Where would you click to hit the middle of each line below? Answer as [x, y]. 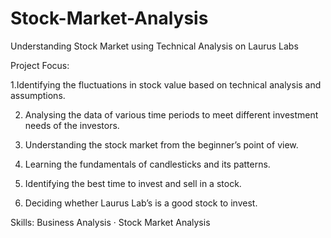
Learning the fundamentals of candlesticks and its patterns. [147, 164]
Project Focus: [40, 65]
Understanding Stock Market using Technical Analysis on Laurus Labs [154, 46]
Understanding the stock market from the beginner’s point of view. [161, 144]
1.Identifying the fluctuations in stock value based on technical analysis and [166, 84]
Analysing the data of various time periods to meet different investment [171, 114]
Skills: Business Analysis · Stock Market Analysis [110, 222]
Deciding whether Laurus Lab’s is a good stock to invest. [141, 203]
